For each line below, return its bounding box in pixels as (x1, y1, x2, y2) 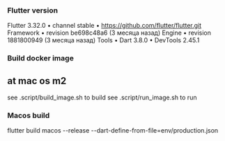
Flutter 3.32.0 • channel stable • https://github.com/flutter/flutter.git (7, 22, 202, 30)
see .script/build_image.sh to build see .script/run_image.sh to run (7, 93, 197, 102)
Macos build (7, 110, 50, 120)
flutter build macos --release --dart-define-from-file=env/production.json (7, 126, 219, 135)
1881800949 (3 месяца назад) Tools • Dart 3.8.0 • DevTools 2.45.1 (7, 36, 200, 44)
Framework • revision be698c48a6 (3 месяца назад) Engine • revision (7, 28, 211, 37)
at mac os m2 (7, 75, 67, 87)
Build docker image (7, 53, 75, 63)
